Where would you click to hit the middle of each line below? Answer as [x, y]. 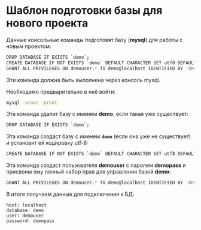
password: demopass [31, 221]
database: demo [25, 211]
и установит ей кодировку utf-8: [47, 143]
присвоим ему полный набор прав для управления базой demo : [89, 172]
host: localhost [26, 205]
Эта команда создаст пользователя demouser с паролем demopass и [96, 165]
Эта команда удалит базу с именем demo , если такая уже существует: [97, 114]
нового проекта [47, 23]
